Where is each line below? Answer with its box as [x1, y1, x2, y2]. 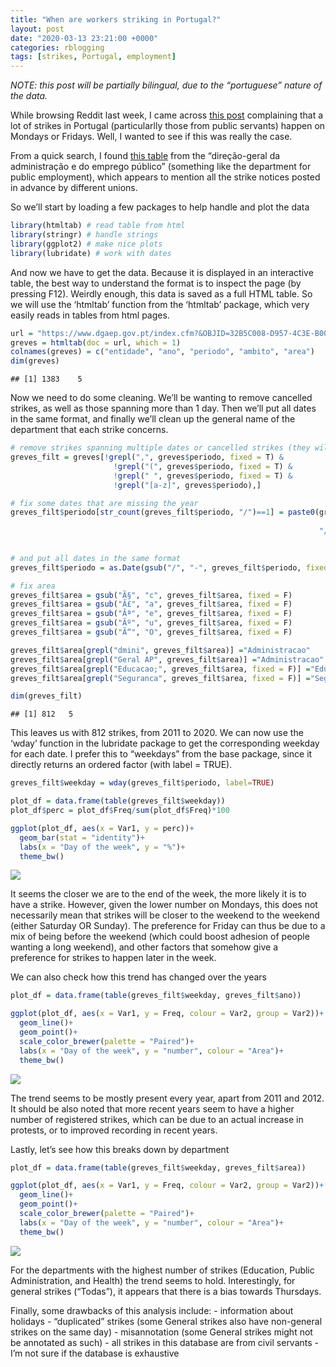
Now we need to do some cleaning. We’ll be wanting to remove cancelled [10, 392, 313, 404]
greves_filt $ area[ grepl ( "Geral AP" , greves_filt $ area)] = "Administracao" [10, 654, 325, 665]
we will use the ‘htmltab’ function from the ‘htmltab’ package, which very [10, 298, 310, 310]
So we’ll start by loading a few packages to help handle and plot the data [10, 201, 310, 213]
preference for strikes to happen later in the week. [10, 952, 217, 964]
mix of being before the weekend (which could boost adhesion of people [10, 931, 310, 943]
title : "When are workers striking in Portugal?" [10, 14, 222, 25]
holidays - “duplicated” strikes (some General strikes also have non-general [10, 1315, 323, 1327]
